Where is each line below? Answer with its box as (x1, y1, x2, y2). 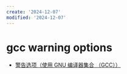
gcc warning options (6, 41, 112, 55)
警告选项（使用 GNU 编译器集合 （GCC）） (15, 61, 121, 69)
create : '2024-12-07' (6, 8, 61, 15)
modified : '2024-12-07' (6, 15, 67, 21)
